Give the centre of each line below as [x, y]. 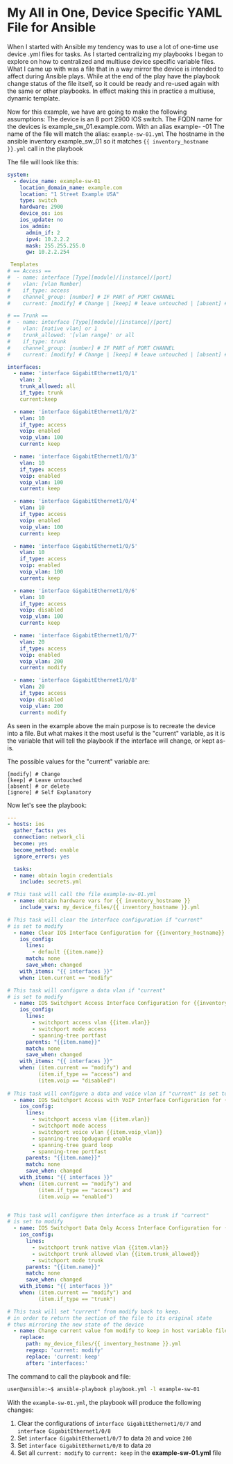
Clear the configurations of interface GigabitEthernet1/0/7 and [109, 1423]
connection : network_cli [49, 837]
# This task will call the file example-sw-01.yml [82, 895]
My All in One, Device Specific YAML [115, 13]
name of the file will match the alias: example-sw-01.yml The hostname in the [116, 134]
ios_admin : [35, 226]
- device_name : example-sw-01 [57, 181]
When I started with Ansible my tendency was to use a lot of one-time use [113, 46]
